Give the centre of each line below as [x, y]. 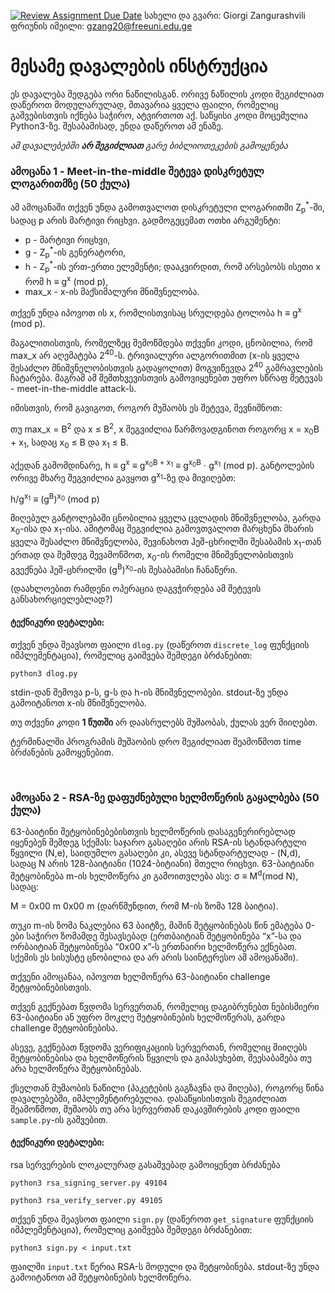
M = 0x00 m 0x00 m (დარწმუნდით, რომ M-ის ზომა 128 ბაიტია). [144, 906]
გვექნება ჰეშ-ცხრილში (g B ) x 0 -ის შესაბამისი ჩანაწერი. [124, 568]
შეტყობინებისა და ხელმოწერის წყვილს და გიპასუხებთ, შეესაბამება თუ [161, 1057]
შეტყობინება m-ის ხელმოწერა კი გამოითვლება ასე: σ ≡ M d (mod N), [154, 875]
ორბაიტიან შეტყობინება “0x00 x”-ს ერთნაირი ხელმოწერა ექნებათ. [154, 946]
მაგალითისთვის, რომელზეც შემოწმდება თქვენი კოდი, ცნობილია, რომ [161, 342]
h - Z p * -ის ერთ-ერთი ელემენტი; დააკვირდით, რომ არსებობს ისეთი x [172, 267]
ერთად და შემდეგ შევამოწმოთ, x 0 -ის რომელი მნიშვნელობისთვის [152, 556]
